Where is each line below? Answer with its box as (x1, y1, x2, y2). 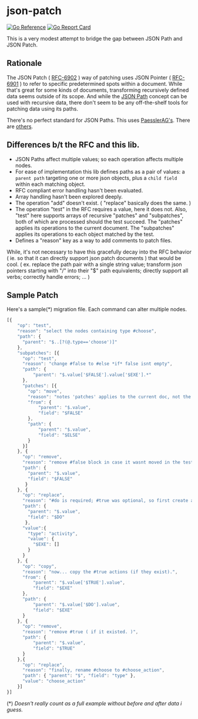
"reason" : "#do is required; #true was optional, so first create (22, 498, 189, 504)
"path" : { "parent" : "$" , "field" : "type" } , (22, 673, 136, 679)
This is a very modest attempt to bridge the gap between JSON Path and (6, 35, 183, 42)
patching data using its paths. (6, 105, 79, 112)
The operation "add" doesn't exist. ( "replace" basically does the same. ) (15, 199, 192, 207)
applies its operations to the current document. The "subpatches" (15, 224, 174, 231)
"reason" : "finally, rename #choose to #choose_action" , (22, 667, 165, 673)
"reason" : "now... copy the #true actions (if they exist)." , (22, 569, 178, 575)
